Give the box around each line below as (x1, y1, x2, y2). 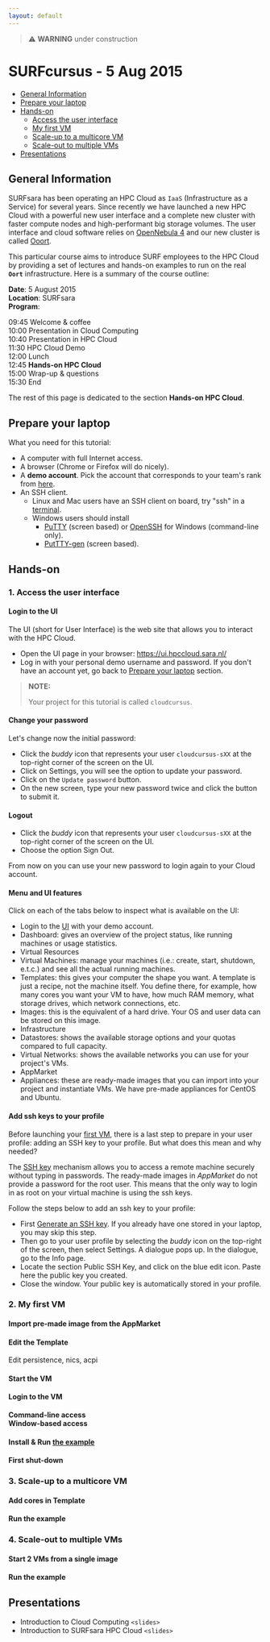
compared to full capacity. (19, 1041, 107, 1051)
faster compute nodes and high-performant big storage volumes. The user (8, 219, 256, 229)
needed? (8, 1146, 38, 1156)
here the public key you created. (19, 1270, 128, 1280)
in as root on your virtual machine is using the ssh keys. (8, 1187, 193, 1197)
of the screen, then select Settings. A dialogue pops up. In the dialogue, (19, 1245, 259, 1254)
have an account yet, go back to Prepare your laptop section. (19, 666, 223, 676)
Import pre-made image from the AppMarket (8, 1319, 161, 1328)
